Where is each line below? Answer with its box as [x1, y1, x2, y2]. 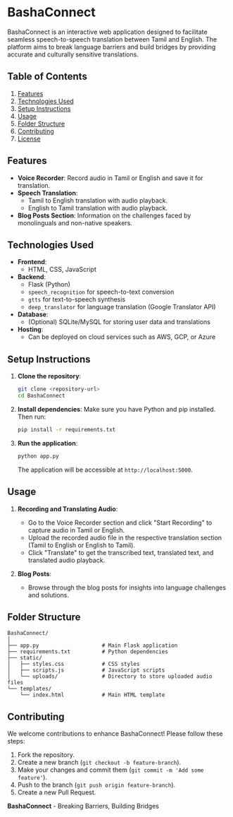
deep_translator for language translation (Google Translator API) [27, 303, 216, 311]
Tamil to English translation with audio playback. [27, 196, 168, 205]
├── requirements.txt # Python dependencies [7, 648, 169, 655]
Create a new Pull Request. [17, 788, 96, 797]
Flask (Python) [27, 280, 70, 289]
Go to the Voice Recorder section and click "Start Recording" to [27, 518, 213, 527]
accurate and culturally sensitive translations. [7, 50, 139, 59]
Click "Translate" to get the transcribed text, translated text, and [27, 548, 214, 556]
